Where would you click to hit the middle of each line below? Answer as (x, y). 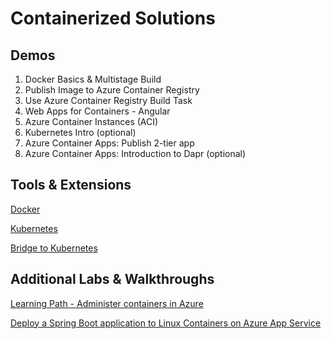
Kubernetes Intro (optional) (80, 132)
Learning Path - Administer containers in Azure (107, 303)
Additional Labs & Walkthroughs (112, 279)
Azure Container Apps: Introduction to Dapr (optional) (135, 153)
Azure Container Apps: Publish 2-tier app (109, 143)
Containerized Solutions (113, 18)
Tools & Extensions (71, 185)
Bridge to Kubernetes (54, 248)
